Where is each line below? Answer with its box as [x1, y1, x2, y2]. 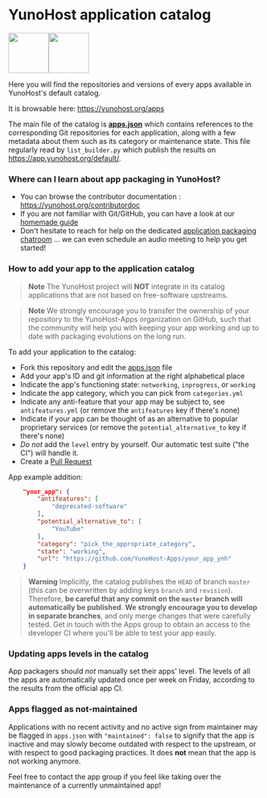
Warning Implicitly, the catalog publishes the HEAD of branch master [27, 577, 251, 586]
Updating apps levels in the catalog [8, 648, 149, 660]
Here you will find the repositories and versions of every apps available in [8, 79, 252, 89]
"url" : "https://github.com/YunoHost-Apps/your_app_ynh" [37, 555, 232, 563]
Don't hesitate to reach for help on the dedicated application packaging [19, 226, 257, 236]
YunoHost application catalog [8, 6, 212, 24]
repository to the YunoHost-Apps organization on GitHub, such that [27, 314, 252, 323]
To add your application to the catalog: [8, 347, 137, 356]
